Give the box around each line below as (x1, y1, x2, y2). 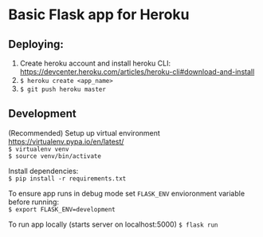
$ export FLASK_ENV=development (8, 205, 116, 213)
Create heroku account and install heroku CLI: (19, 58, 171, 68)
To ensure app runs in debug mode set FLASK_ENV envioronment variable (8, 188, 245, 198)
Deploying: (8, 38, 64, 51)
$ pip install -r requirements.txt (8, 174, 127, 183)
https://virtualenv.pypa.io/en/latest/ (8, 136, 124, 146)
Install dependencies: (8, 166, 79, 176)
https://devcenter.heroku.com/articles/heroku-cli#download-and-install (19, 67, 255, 77)
